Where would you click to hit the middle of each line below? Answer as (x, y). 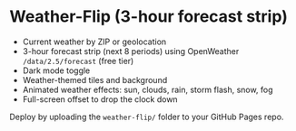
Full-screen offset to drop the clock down (100, 99)
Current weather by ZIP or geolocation (94, 42)
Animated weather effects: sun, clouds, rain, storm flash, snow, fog (148, 89)
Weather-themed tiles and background (95, 80)
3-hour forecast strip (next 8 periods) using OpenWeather (131, 51)
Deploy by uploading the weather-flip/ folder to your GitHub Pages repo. (147, 117)
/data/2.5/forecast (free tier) (78, 61)
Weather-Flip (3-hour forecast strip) (149, 17)
